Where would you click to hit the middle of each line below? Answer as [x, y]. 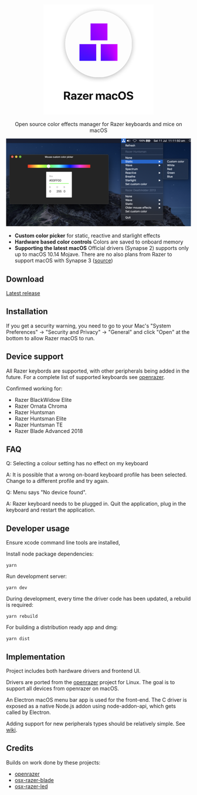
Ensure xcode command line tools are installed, [63, 543]
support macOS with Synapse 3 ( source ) [64, 261]
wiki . [12, 730]
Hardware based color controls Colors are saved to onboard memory [99, 242]
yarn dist [18, 639]
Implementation [36, 657]
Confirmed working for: [34, 388]
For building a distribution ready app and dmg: [62, 627]
